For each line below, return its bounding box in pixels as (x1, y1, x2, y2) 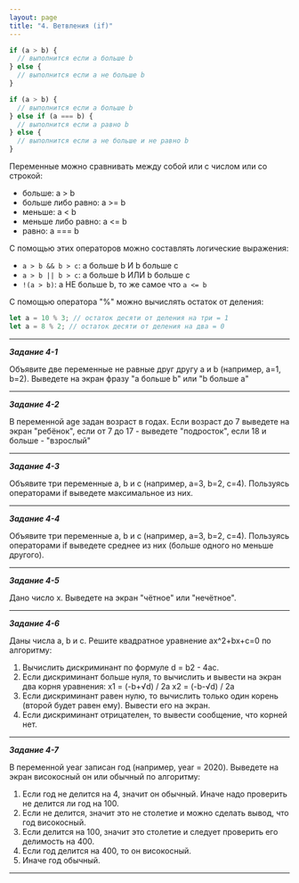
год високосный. (21, 817, 86, 828)
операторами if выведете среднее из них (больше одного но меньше (9, 540, 274, 550)
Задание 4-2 (9, 399, 60, 409)
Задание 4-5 (9, 574, 60, 585)
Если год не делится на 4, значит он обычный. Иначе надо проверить (21, 788, 287, 799)
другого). (9, 549, 44, 560)
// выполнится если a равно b (17, 120, 129, 129)
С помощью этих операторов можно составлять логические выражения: (9, 243, 289, 253)
